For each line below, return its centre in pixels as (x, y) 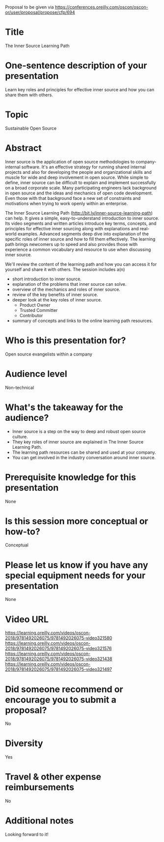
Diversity (24, 744)
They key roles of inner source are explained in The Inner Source (78, 442)
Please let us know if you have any (77, 565)
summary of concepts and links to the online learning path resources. (82, 321)
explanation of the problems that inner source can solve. (69, 284)
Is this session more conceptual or (77, 521)
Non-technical (20, 387)
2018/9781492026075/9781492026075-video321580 (59, 638)
